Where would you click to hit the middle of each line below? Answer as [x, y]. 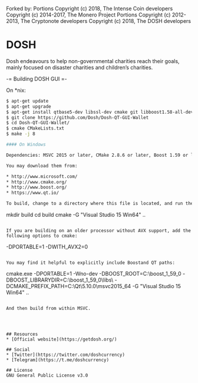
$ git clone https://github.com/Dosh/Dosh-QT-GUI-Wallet [77, 117]
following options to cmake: [42, 236]
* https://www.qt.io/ [33, 193]
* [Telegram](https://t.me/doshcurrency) [58, 360]
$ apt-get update [27, 101]
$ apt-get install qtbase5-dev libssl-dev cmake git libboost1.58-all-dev [100, 112]
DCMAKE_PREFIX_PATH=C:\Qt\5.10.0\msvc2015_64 [69, 286]
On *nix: [16, 90]
